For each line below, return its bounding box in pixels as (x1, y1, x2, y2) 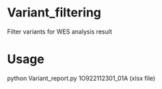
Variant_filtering (7, 5, 101, 21)
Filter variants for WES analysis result (7, 27, 113, 36)
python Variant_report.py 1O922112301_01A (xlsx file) (7, 74, 156, 82)
